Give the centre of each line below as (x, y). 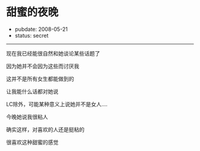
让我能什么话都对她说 (32, 91)
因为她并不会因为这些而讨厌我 (43, 66)
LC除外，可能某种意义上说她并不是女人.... (57, 104)
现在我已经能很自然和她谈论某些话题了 (53, 53)
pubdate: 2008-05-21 (41, 29)
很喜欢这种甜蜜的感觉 (32, 142)
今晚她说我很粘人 (27, 116)
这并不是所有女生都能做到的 (40, 79)
